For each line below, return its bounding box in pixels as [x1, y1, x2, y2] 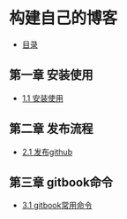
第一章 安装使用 [9, 67, 93, 82]
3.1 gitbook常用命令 [21, 200, 93, 211]
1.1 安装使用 [21, 92, 63, 103]
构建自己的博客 [9, 8, 118, 28]
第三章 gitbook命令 [9, 175, 113, 190]
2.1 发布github [21, 146, 73, 157]
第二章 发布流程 [9, 121, 93, 137]
